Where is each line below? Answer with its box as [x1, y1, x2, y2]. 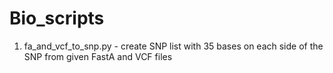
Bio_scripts [9, 7, 105, 30]
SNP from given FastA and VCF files [23, 50, 173, 62]
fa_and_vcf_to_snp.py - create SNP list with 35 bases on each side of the [23, 40, 324, 52]
